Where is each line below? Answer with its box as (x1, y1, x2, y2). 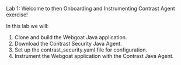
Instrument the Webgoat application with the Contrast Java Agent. (14, 53, 174, 59)
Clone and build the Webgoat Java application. (14, 34, 127, 40)
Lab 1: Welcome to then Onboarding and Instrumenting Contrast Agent (6, 5, 175, 12)
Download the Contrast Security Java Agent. (14, 40, 122, 47)
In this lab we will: (6, 23, 49, 29)
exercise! (6, 11, 28, 18)
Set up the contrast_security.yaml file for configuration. (14, 46, 148, 53)
